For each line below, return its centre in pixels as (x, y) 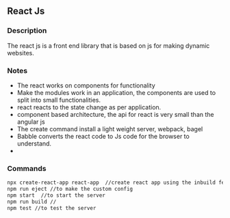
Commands (27, 168)
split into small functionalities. (59, 100)
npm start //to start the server (56, 195)
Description (27, 31)
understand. (34, 144)
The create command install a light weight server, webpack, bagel (110, 128)
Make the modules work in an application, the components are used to (116, 92)
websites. (21, 53)
